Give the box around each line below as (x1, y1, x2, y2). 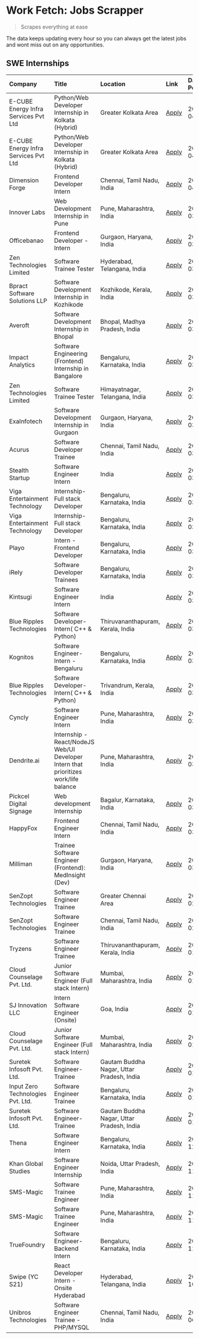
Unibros (9, 1308, 31, 1316)
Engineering (54, 349, 88, 358)
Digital (9, 799, 27, 808)
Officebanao (9, 236, 44, 245)
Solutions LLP (9, 296, 47, 305)
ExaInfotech (9, 417, 43, 426)
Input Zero (9, 1082, 38, 1090)
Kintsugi (9, 593, 32, 601)
